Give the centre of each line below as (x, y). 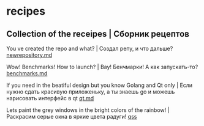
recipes (26, 11)
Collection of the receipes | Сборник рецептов (98, 34)
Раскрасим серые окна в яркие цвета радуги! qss (72, 117)
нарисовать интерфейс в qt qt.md (50, 98)
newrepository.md (29, 55)
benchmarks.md (27, 73)
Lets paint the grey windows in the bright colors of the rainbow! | (88, 110)
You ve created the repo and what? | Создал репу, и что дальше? (90, 48)
